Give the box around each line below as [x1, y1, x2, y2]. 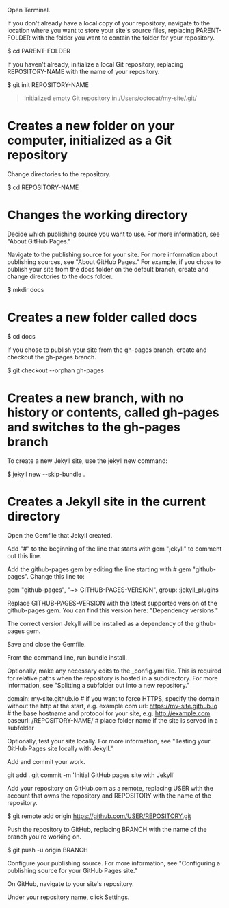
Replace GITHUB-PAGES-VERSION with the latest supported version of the [7, 599, 217, 607]
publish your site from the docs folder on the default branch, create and [7, 265, 209, 273]
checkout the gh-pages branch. [7, 353, 97, 361]
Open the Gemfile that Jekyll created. [7, 531, 113, 539]
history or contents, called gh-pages [7, 405, 220, 420]
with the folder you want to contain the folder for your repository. [31, 34, 215, 42]
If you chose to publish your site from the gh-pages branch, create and [7, 346, 207, 354]
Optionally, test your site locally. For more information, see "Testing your [7, 737, 211, 745]
